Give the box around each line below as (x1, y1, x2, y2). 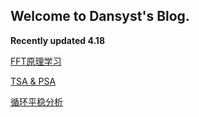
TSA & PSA (10, 75, 57, 87)
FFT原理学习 (10, 55, 62, 67)
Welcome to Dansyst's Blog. (10, 8, 190, 25)
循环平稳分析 (10, 95, 63, 108)
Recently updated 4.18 (10, 34, 106, 46)
